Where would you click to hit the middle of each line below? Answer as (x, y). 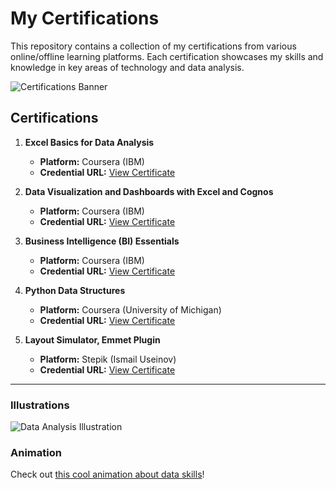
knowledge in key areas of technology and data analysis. (127, 67)
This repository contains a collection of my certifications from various (153, 46)
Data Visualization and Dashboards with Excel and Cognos (149, 191)
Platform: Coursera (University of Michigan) (130, 309)
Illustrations (40, 405)
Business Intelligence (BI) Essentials (102, 241)
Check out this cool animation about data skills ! (107, 474)
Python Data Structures (75, 290)
